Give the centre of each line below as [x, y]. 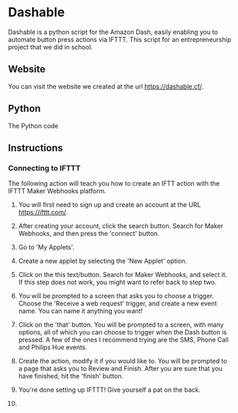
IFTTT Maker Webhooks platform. [57, 191]
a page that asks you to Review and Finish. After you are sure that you [120, 368]
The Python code [33, 125]
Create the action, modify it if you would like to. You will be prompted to [123, 361]
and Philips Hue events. [53, 347]
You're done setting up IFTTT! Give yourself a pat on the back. [109, 390]
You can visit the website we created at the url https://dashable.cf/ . [106, 86]
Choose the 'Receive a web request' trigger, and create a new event [118, 304]
